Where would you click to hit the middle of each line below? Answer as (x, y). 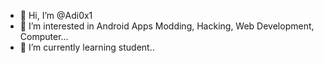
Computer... (44, 36)
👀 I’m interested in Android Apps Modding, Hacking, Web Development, (167, 26)
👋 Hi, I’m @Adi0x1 (56, 15)
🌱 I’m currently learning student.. (87, 47)
